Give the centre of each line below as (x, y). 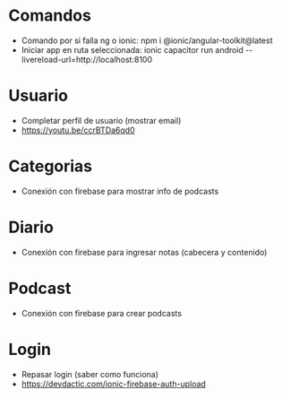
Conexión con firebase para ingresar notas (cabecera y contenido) (144, 252)
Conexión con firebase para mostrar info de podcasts (120, 191)
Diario (31, 227)
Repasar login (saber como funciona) (90, 374)
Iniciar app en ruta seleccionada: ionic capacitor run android (132, 49)
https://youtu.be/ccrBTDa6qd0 (78, 130)
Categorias (51, 166)
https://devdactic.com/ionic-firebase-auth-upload (114, 384)
